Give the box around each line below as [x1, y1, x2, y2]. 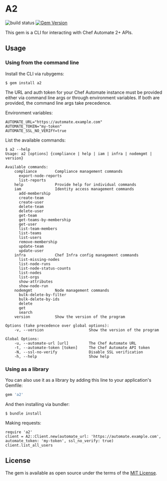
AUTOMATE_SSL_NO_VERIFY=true [5, 128, 67, 133]
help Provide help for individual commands [14, 182, 137, 187]
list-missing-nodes [18, 257, 60, 262]
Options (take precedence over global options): [5, 323, 109, 328]
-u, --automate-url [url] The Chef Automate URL [14, 340, 137, 346]
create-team [18, 195, 44, 200]
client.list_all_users [5, 443, 53, 448]
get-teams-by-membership [18, 217, 71, 222]
